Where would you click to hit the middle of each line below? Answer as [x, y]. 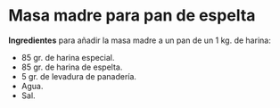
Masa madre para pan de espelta [132, 16]
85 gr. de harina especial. [68, 57]
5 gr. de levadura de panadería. [79, 76]
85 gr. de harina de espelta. [72, 67]
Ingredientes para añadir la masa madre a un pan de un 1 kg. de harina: [140, 40]
